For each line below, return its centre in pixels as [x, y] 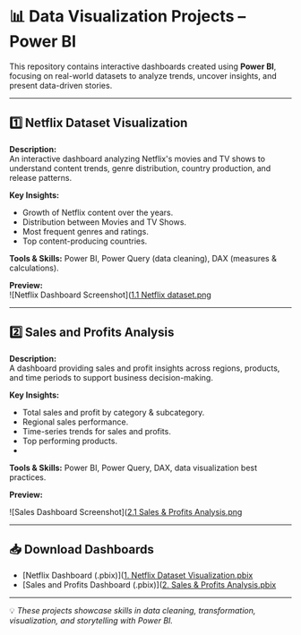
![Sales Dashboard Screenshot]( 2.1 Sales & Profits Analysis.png [126, 511]
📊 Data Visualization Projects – [128, 17]
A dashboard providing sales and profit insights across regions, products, [145, 368]
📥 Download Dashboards [82, 549]
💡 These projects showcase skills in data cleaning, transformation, [133, 611]
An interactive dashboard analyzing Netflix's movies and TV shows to [138, 159]
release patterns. [41, 177]
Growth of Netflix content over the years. [98, 212]
